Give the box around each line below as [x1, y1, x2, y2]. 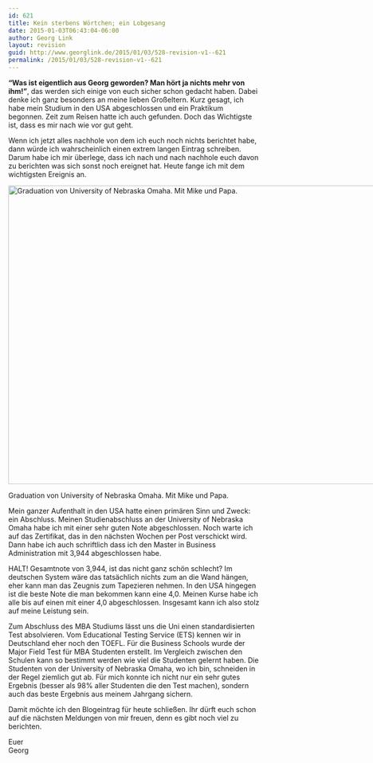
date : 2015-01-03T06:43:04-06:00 [8, 26, 120, 34]
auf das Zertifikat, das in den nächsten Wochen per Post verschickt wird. [8, 531, 248, 541]
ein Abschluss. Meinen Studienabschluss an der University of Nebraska [8, 515, 244, 524]
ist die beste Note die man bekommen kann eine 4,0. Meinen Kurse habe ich [8, 589, 259, 598]
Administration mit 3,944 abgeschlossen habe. [8, 548, 162, 558]
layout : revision [8, 41, 66, 49]
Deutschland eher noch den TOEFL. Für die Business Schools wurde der [8, 638, 245, 648]
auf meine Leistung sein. [8, 606, 89, 616]
